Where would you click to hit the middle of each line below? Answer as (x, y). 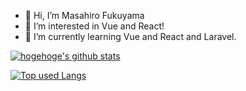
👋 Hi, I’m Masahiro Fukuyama (84, 15)
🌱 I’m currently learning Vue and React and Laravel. (130, 36)
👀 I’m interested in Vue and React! (94, 26)
